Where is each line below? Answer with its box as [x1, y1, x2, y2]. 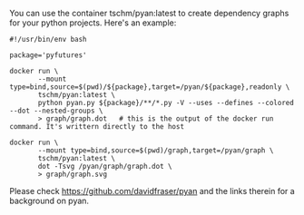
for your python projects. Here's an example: [9, 17, 177, 28]
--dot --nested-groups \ [9, 106, 103, 115]
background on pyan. [9, 195, 89, 206]
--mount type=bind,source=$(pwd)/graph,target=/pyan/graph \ [37, 146, 274, 155]
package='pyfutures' [9, 51, 88, 60]
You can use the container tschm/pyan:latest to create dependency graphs [9, 8, 289, 18]
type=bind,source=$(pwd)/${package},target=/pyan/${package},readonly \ [9, 83, 290, 92]
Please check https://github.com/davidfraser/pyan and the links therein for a [9, 186, 295, 196]
